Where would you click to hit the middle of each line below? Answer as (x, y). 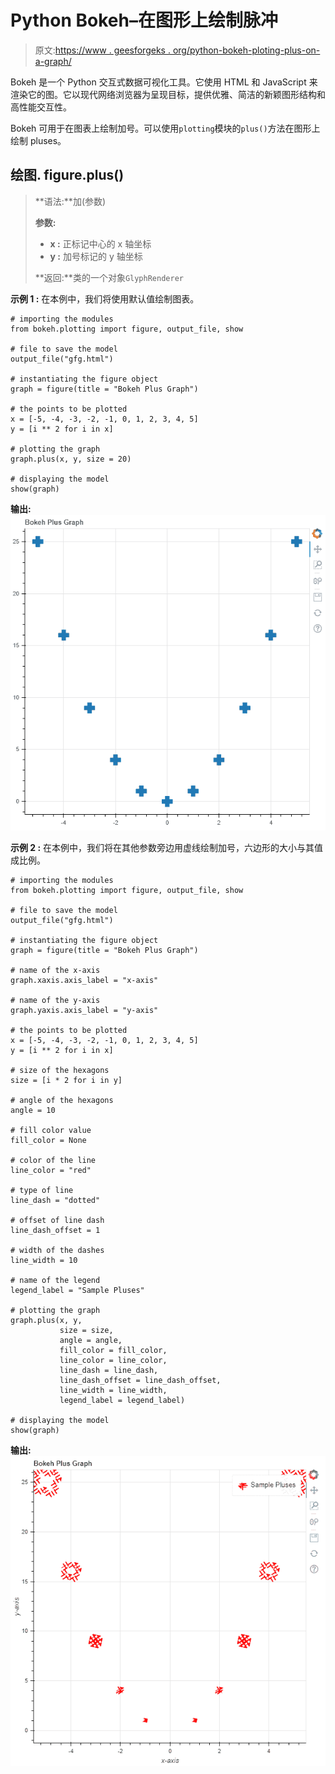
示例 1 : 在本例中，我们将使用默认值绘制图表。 (105, 298)
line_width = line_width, (113, 1390)
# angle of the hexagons (62, 1100)
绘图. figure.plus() (67, 175)
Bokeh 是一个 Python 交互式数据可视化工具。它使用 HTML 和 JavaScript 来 (164, 82)
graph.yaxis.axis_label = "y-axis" (84, 1010)
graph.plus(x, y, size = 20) (71, 459)
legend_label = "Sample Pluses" (77, 1290)
